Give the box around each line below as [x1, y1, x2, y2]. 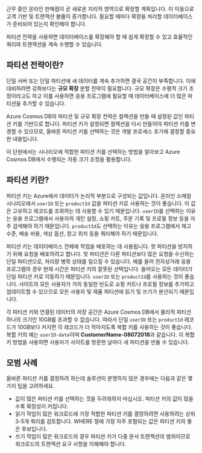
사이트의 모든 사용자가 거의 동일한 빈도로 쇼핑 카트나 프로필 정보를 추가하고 [19, 280, 195, 288]
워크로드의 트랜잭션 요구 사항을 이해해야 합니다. [14, 440, 127, 448]
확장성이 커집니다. [26, 403, 69, 410]
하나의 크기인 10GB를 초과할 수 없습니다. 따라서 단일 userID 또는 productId [6, 315, 183, 323]
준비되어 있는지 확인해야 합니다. [12, 21, 87, 27]
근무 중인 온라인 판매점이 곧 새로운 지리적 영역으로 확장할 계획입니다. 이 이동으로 [6, 5, 195, 12]
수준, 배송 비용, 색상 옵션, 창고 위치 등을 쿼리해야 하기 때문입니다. [6, 230, 159, 237]
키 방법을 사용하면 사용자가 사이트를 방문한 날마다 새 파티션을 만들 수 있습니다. [6, 338, 190, 346]
